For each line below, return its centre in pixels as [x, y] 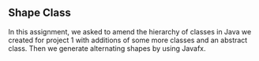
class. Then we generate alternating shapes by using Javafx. [107, 48]
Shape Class [39, 13]
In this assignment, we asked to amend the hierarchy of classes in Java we [130, 31]
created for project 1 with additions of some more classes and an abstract [128, 40]
